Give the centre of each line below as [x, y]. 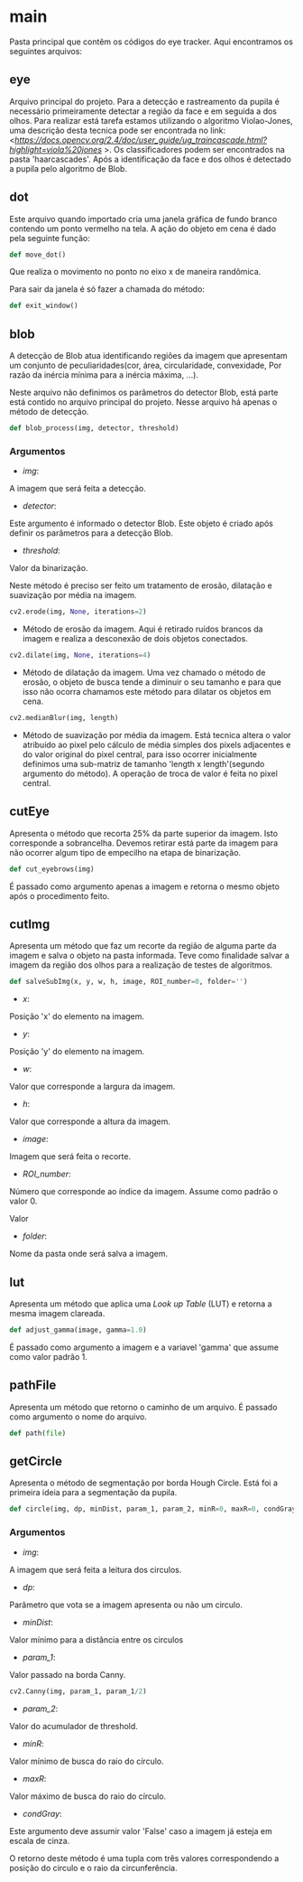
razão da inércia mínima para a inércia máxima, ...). [104, 375]
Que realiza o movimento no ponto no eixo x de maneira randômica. [135, 272]
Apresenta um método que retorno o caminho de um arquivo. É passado [143, 1407]
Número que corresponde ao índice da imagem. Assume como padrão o [143, 1192]
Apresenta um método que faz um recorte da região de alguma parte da [143, 946]
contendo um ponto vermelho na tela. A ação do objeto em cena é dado [143, 229]
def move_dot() [38, 255]
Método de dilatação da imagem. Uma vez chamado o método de [144, 673]
